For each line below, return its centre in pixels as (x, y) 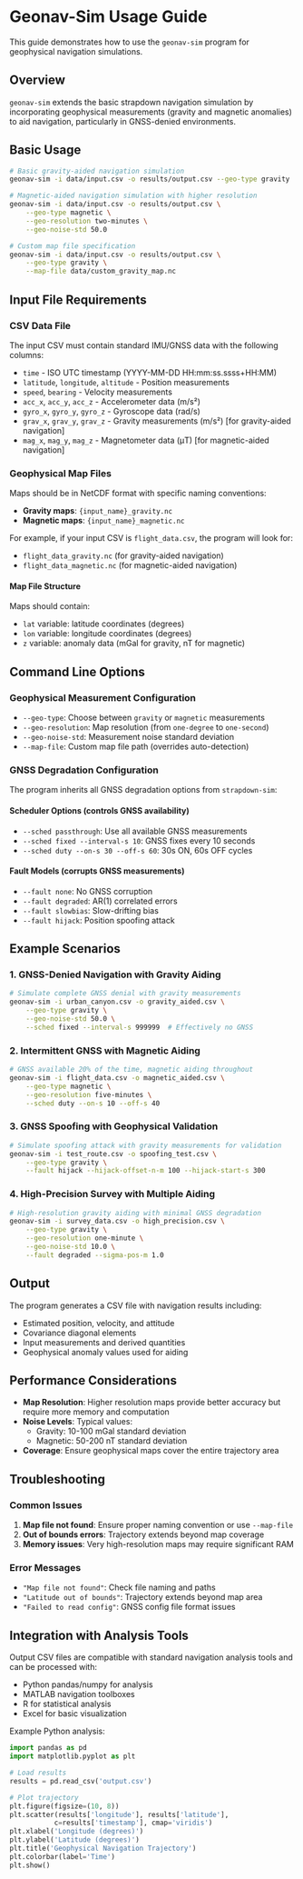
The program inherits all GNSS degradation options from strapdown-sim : (143, 790)
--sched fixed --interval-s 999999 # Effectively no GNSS (140, 1027)
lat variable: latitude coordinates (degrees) (103, 624)
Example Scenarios (65, 949)
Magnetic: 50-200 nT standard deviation (112, 1441)
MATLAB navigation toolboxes (78, 1694)
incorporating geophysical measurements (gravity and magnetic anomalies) (151, 112)
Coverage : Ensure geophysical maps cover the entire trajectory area (151, 1451)
